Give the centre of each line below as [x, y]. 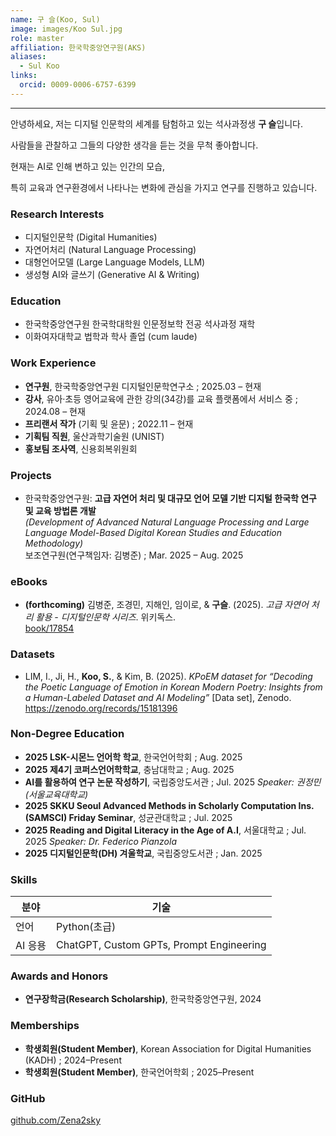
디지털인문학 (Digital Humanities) [91, 237]
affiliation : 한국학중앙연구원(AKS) [78, 47]
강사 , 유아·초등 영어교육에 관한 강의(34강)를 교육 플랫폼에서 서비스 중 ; [161, 398]
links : [24, 76]
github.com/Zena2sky [55, 1120]
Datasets [32, 654]
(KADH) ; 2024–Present [73, 1060]
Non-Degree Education [67, 734]
